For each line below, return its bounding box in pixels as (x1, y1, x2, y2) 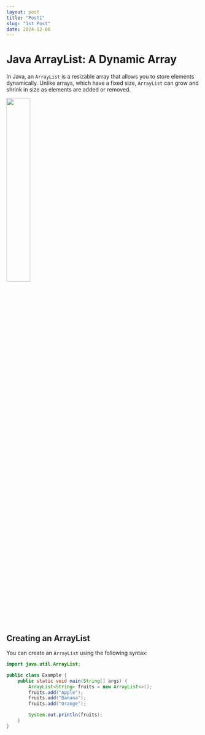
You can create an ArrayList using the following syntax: (6, 649, 148, 656)
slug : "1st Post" (6, 20, 51, 26)
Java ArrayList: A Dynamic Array (6, 53, 177, 66)
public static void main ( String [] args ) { (17, 678, 128, 684)
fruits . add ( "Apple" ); (28, 689, 84, 696)
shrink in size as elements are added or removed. (6, 86, 131, 93)
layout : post (6, 9, 40, 15)
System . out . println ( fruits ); (28, 712, 103, 718)
